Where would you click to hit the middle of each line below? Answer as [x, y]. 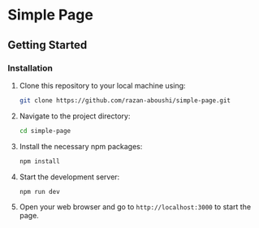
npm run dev [39, 191]
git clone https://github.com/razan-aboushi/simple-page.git [125, 100]
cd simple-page [45, 131]
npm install [39, 161]
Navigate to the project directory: [75, 116]
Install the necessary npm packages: [81, 146]
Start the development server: [69, 177]
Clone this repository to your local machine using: [102, 85]
